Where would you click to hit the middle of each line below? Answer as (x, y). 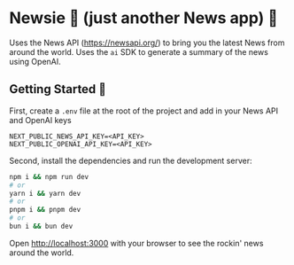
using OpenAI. (35, 61)
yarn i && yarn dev (45, 193)
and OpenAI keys (41, 120)
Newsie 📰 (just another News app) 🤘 (144, 18)
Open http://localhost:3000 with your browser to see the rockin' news (136, 243)
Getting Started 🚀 (58, 89)
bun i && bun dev (41, 226)
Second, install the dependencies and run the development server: (131, 160)
